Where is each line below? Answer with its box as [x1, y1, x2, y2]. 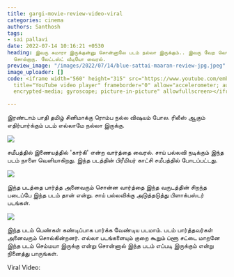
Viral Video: [7, 263, 40, 272]
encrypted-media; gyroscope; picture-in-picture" [13, 88, 160, 95]
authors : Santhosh [7, 23, 61, 30]
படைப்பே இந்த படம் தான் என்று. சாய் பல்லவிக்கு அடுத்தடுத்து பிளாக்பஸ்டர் [7, 191, 204, 200]
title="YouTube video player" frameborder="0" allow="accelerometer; [13, 82, 219, 89]
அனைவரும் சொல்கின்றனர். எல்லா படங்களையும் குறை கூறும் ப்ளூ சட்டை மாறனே [7, 234, 220, 242]
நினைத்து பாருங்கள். [7, 249, 58, 258]
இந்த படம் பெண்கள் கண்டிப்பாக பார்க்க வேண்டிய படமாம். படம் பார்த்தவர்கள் [7, 226, 214, 234]
